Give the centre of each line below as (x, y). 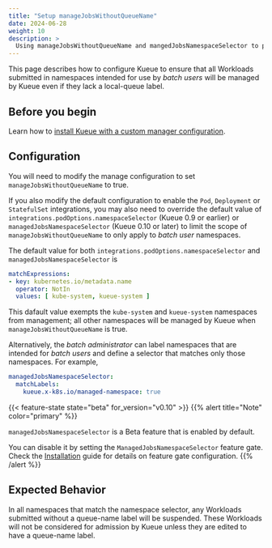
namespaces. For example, (53, 362)
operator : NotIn (43, 289)
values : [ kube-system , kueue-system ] (83, 296)
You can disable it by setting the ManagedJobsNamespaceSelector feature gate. (136, 447)
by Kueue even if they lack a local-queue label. (86, 87)
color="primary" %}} (43, 416)
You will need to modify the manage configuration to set (102, 176)
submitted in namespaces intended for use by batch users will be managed (134, 78)
